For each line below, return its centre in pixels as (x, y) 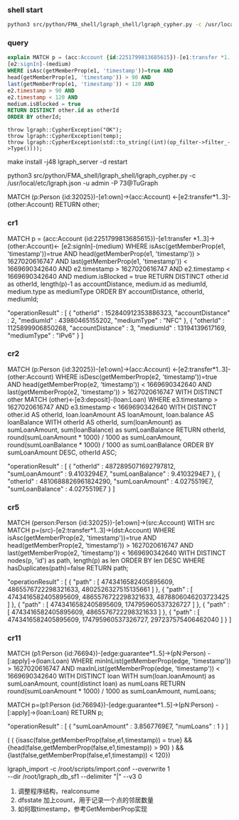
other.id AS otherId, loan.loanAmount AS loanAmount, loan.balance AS (111, 415)
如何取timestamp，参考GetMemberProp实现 (83, 809)
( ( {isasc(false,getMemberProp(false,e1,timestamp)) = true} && (100, 740)
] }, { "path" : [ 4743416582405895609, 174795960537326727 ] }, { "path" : (118, 605)
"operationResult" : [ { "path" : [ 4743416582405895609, (91, 582)
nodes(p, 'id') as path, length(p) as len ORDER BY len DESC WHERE (106, 560)
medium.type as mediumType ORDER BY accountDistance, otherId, (106, 291)
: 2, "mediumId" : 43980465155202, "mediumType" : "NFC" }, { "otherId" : (116, 320)
